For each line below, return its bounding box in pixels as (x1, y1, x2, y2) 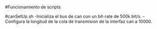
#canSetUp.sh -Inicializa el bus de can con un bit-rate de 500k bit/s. (5, 14, 142, 19)
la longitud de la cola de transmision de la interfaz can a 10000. (26, 19, 153, 24)
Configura (5, 19, 25, 24)
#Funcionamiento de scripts (5, 4, 61, 10)
